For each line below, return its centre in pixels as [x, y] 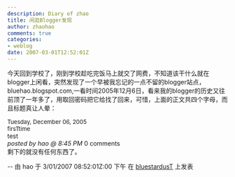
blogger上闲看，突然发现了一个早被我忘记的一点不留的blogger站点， [106, 82]
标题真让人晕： [35, 108]
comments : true [29, 33]
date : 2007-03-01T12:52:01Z [48, 53]
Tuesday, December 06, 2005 [47, 122]
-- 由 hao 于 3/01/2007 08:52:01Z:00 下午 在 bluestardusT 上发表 [100, 166]
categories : [24, 40]
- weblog [20, 46]
